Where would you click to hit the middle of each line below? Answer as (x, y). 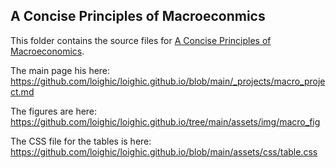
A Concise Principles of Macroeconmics (138, 16)
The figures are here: (54, 111)
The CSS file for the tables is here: (81, 141)
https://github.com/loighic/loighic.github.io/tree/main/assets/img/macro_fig (165, 121)
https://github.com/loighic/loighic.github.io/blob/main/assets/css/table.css (164, 151)
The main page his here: (60, 70)
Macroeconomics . (47, 51)
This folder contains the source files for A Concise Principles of (141, 40)
